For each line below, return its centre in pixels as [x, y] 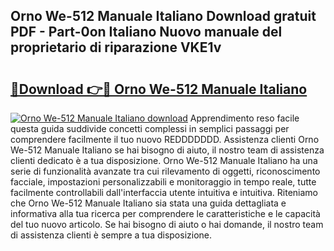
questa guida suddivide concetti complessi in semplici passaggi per [150, 128]
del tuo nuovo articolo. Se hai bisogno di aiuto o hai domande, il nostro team [167, 224]
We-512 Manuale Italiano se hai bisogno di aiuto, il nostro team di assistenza [167, 150]
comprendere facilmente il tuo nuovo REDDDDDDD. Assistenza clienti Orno [165, 139]
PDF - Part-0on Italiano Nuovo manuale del [146, 32]
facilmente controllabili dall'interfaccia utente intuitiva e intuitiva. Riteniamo [164, 192]
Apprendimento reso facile [244, 118]
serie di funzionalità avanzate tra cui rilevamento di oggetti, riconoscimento [165, 171]
